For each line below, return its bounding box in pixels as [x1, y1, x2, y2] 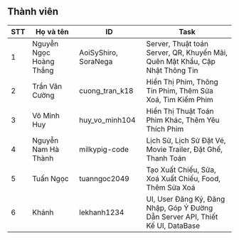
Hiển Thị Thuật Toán [146, 106, 214, 116]
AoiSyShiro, [79, 48, 119, 58]
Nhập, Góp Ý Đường [146, 202, 213, 212]
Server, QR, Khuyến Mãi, [146, 48, 228, 58]
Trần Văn [31, 81, 63, 91]
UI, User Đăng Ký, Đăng [146, 194, 225, 204]
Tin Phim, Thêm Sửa [146, 85, 213, 95]
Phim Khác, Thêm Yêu [146, 115, 220, 125]
